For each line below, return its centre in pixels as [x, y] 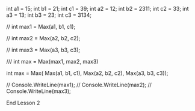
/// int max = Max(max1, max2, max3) [52, 61]
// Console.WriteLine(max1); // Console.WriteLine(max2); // [79, 85]
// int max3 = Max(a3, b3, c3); [43, 50]
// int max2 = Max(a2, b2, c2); [43, 38]
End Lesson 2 [23, 103]
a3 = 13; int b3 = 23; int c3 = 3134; [49, 15]
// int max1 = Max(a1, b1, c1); [41, 27]
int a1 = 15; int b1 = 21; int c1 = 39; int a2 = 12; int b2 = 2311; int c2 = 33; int [97, 9]
